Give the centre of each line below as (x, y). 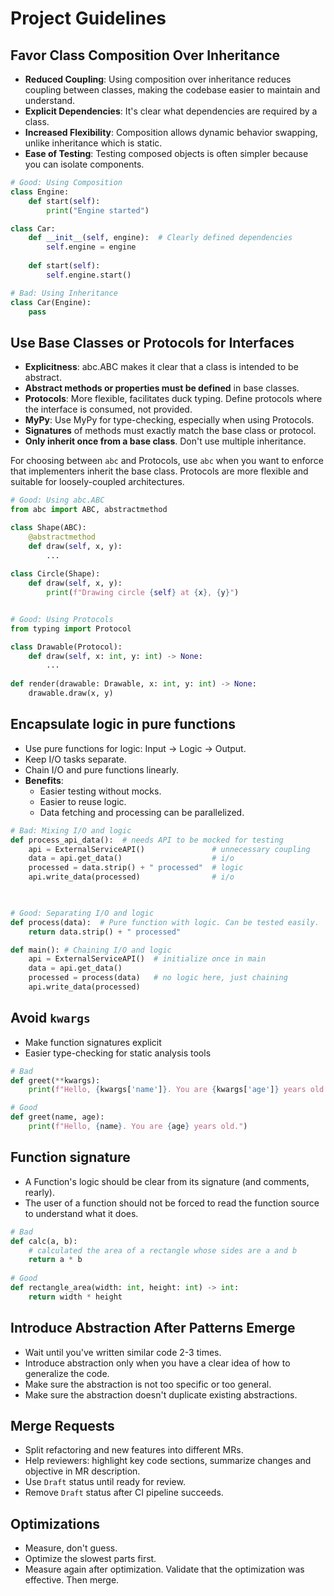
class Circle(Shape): (55, 574)
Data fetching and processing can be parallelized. (142, 812)
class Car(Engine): (51, 302)
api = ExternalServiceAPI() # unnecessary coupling (169, 849)
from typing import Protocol (71, 628)
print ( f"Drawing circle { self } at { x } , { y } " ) (143, 593)
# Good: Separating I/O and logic (82, 913)
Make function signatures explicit (93, 1042)
